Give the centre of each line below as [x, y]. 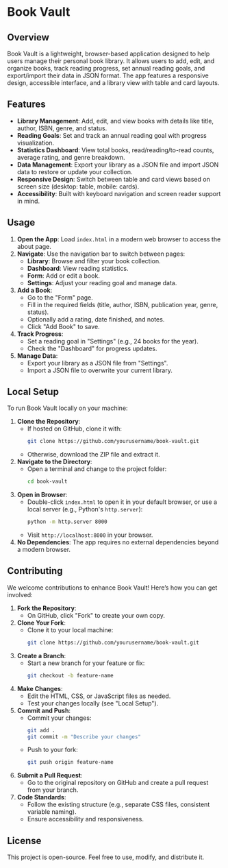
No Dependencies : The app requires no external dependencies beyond [118, 542]
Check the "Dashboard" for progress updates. [92, 348]
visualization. [36, 143]
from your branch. [53, 790]
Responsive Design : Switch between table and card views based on [113, 179]
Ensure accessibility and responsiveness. [85, 819]
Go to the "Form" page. [60, 297]
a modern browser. [43, 550]
